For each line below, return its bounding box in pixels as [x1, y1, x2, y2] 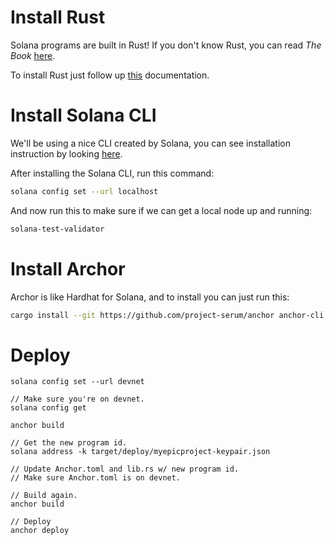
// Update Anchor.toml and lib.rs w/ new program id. [10, 464, 240, 475]
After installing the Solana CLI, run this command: [10, 167, 215, 179]
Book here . [10, 49, 56, 61]
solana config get [10, 403, 87, 413]
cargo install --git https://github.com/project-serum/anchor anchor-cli [10, 310, 325, 320]
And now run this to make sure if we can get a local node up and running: [10, 204, 313, 216]
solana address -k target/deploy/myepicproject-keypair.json [10, 447, 271, 457]
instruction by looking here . [10, 147, 123, 160]
